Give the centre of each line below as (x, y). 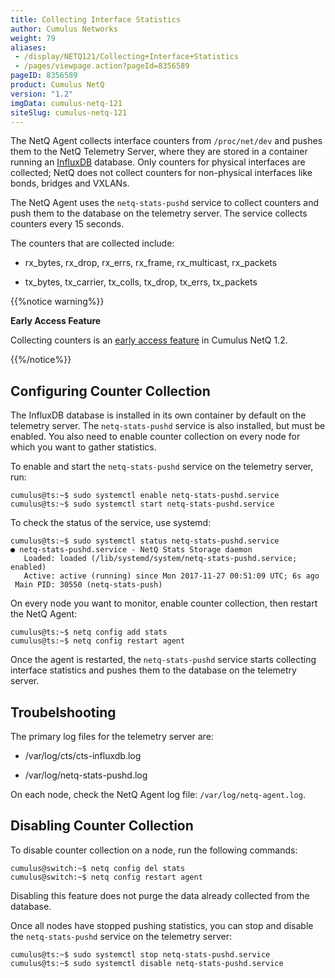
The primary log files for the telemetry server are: (112, 736)
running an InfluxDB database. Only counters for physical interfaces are (158, 162)
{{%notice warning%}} (57, 302)
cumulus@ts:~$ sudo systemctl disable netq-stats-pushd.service (147, 963)
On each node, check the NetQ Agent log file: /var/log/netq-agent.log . (158, 794)
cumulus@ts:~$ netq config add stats (89, 632)
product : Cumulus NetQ (57, 85)
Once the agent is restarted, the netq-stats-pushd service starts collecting (163, 660)
